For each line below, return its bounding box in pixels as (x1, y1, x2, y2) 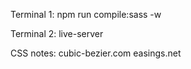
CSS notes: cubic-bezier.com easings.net (10, 47, 182, 59)
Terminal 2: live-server (10, 28, 104, 39)
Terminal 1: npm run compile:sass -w (10, 9, 162, 20)
